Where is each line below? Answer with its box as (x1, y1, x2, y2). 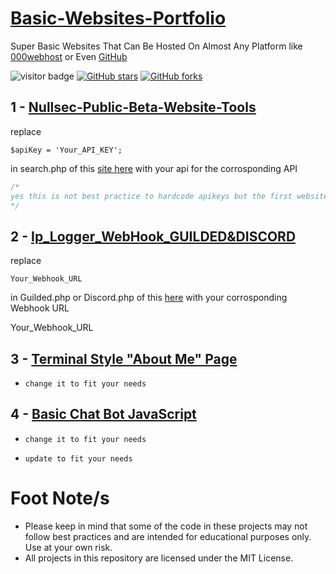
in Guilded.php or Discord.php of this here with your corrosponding (10, 292, 288, 304)
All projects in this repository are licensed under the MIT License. (24, 552, 294, 564)
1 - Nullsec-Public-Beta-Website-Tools (10, 99, 257, 116)
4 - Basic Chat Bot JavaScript (10, 406, 197, 423)
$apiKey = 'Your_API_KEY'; (10, 145, 123, 155)
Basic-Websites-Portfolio (10, 7, 227, 30)
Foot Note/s (10, 487, 110, 509)
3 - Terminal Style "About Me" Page (10, 350, 238, 367)
